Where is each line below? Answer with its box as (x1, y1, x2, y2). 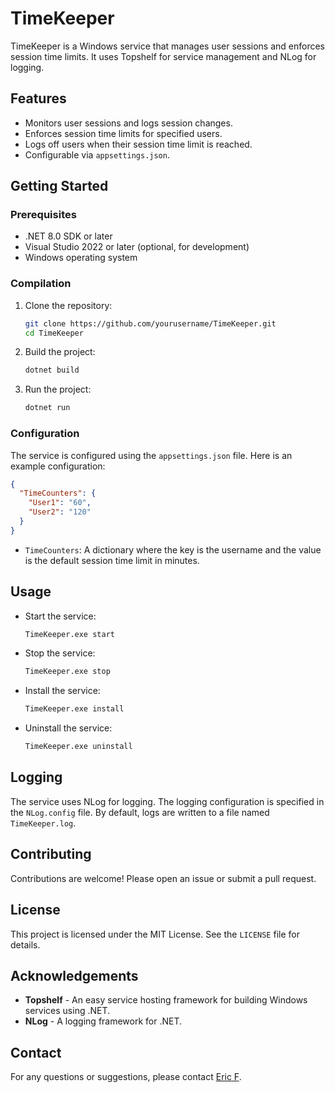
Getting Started (10, 178, 109, 195)
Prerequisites (10, 208, 77, 222)
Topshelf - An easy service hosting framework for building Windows (24, 994, 308, 1006)
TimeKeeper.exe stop (24, 667, 111, 677)
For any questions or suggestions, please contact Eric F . (10, 1071, 242, 1083)
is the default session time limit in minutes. (24, 554, 200, 566)
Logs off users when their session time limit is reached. (24, 138, 253, 150)
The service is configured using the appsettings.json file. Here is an (10, 449, 293, 461)
